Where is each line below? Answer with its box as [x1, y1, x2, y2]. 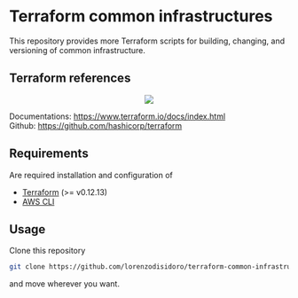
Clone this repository [9, 246, 86, 256]
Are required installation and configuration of [9, 169, 173, 180]
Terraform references [9, 71, 131, 86]
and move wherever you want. [9, 278, 120, 289]
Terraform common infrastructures [9, 6, 273, 27]
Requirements [9, 146, 89, 161]
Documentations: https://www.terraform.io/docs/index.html [9, 111, 226, 122]
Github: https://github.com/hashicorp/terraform [9, 120, 183, 130]
